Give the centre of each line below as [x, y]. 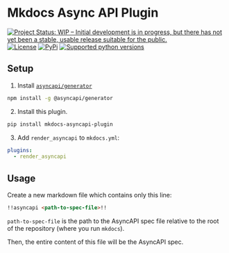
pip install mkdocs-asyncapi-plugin [60, 124]
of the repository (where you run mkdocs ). [66, 228]
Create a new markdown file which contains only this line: [90, 195]
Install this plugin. [42, 111]
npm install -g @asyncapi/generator [60, 98]
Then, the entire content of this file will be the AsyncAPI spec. [95, 242]
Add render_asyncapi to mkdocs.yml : [68, 138]
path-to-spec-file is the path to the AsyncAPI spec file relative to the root [113, 221]
